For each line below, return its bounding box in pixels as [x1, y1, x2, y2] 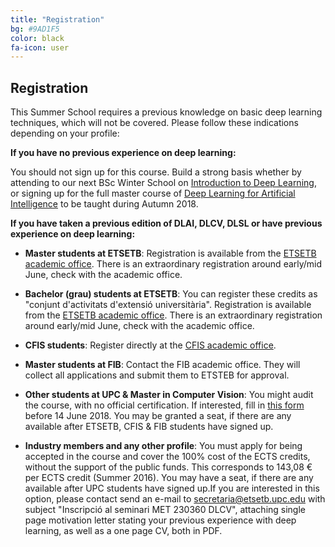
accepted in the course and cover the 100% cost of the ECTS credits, [24, 451, 311, 463]
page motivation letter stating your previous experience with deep [24, 514, 297, 526]
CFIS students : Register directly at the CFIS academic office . [24, 339, 277, 351]
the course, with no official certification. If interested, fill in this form [24, 399, 305, 411]
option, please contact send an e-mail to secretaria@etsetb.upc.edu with [24, 493, 326, 505]
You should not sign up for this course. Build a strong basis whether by [10, 166, 302, 178]
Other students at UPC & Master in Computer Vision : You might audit [24, 389, 314, 401]
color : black [10, 33, 65, 43]
